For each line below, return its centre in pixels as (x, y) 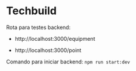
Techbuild (31, 11)
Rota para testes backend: (38, 27)
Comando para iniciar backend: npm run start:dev (68, 62)
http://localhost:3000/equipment (55, 38)
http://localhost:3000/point (48, 50)
